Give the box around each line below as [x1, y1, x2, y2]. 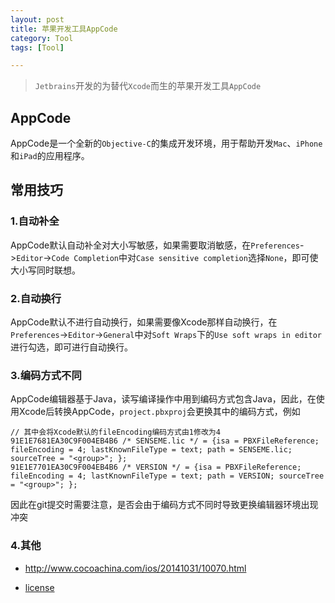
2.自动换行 [10, 291, 62, 305]
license [24, 581, 55, 593]
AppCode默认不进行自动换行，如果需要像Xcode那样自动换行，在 [10, 316, 278, 328]
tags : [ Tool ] [10, 42, 65, 53]
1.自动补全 [10, 214, 60, 228]
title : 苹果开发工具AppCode [10, 24, 118, 34]
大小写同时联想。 [10, 264, 81, 276]
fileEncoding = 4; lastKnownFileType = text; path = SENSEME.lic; [10, 445, 293, 455]
